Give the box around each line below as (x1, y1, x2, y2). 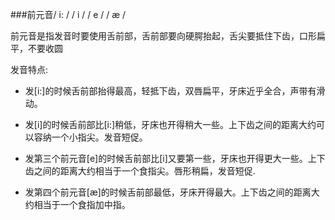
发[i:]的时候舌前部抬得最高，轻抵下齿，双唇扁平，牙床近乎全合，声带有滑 (24, 85, 326, 97)
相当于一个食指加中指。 (33, 199, 131, 210)
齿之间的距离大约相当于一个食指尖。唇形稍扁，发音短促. (24, 165, 256, 177)
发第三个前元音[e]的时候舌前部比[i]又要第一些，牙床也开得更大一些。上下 (24, 153, 326, 164)
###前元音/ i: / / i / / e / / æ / (10, 9, 127, 20)
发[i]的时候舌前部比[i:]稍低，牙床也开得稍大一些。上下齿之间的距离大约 (24, 119, 317, 130)
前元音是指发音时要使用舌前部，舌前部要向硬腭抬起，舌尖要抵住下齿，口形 (10, 30, 317, 42)
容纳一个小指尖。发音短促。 (33, 131, 148, 143)
